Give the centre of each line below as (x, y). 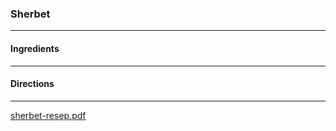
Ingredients (35, 48)
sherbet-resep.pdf (48, 115)
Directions (32, 84)
